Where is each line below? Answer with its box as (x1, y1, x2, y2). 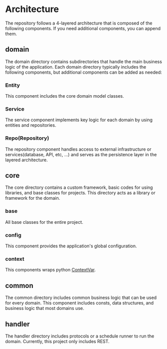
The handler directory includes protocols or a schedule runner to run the (5, 333, 154, 339)
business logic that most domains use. (5, 305, 84, 311)
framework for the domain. (5, 195, 60, 201)
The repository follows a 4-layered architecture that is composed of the (5, 20, 152, 26)
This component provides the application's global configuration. (5, 243, 137, 249)
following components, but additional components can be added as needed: (5, 69, 162, 75)
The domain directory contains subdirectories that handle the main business (5, 59, 162, 65)
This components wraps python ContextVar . (5, 267, 96, 273)
